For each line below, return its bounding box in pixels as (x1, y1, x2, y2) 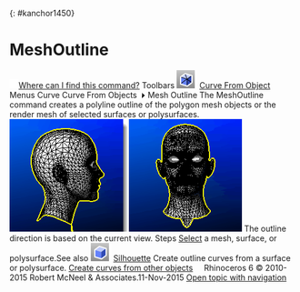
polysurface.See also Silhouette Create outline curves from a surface (9, 252, 291, 263)
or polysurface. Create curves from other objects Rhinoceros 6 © (9, 262, 264, 273)
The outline (244, 223, 286, 234)
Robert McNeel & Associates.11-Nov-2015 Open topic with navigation (29, 272, 287, 283)
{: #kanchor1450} (9, 8, 75, 18)
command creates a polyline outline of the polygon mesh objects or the (9, 99, 277, 110)
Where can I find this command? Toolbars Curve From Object (18, 79, 271, 90)
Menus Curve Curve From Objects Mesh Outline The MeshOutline (9, 89, 264, 100)
